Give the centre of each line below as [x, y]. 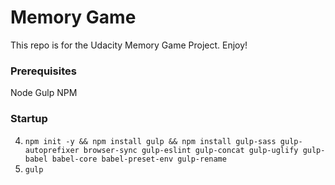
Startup [29, 119]
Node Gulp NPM [44, 93]
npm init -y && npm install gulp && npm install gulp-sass [150, 141]
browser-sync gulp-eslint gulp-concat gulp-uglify [191, 150]
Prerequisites [43, 71]
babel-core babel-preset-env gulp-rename [139, 159]
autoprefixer [52, 150]
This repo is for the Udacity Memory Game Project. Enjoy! [129, 45]
